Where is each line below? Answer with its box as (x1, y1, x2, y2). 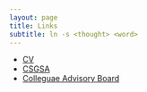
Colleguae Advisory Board (22, 73, 119, 84)
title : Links (9, 21, 58, 30)
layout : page (9, 13, 58, 22)
